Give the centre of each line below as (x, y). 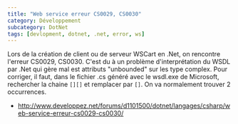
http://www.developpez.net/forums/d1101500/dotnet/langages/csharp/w (124, 106)
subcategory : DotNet (38, 27)
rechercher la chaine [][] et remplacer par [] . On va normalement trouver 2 (119, 84)
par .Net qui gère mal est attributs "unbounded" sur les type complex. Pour (118, 69)
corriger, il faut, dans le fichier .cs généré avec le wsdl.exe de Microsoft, (113, 77)
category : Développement (44, 21)
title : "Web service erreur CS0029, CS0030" (74, 14)
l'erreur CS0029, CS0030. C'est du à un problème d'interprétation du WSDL (119, 62)
